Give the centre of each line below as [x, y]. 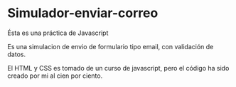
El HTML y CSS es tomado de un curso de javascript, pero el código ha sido [118, 68]
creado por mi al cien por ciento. [55, 76]
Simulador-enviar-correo [83, 13]
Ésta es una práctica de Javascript [58, 33]
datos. [17, 54]
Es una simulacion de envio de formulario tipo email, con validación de [111, 46]
